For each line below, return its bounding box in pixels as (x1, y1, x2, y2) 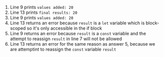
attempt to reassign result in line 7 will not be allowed (10, 36, 122, 42)
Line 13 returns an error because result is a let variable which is (10, 20, 145, 26)
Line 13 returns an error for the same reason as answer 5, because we (10, 41, 155, 47)
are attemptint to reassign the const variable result (10, 47, 117, 52)
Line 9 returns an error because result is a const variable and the (10, 31, 146, 36)
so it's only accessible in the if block (27, 25, 102, 31)
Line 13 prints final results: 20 (10, 9, 77, 15)
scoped (10, 25, 26, 31)
